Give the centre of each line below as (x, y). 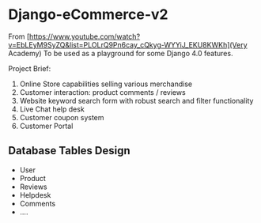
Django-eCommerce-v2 (88, 15)
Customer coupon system (62, 117)
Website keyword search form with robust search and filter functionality (136, 100)
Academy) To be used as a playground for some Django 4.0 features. (121, 53)
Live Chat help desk (52, 109)
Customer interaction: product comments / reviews (102, 92)
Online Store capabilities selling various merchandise (106, 84)
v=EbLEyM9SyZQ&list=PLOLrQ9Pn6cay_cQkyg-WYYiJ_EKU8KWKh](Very (128, 44)
